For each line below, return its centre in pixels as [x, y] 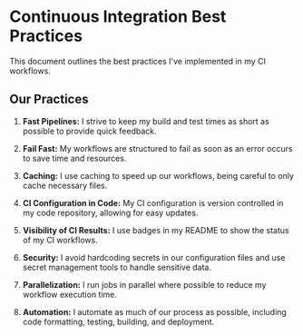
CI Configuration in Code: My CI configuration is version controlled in [153, 203]
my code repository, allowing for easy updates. [110, 212]
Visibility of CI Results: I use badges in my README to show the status [156, 230]
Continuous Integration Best [118, 17]
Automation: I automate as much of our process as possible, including [155, 311]
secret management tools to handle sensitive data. [117, 267]
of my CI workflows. [60, 240]
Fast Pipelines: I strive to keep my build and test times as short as [146, 121]
